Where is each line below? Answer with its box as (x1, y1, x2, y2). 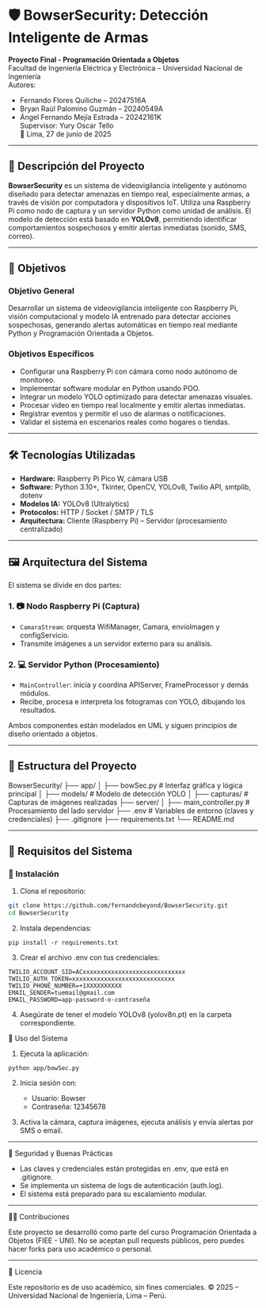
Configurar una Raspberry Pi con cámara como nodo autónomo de (19, 366, 237, 376)
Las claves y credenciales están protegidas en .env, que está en (19, 1164, 230, 1174)
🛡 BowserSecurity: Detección (8, 6, 209, 25)
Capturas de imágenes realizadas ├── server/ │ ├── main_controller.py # (8, 797, 250, 807)
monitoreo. (19, 374, 55, 385)
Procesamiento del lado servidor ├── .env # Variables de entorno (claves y (8, 806, 254, 815)
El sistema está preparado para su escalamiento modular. (19, 1189, 207, 1199)
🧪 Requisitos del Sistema (8, 845, 133, 858)
